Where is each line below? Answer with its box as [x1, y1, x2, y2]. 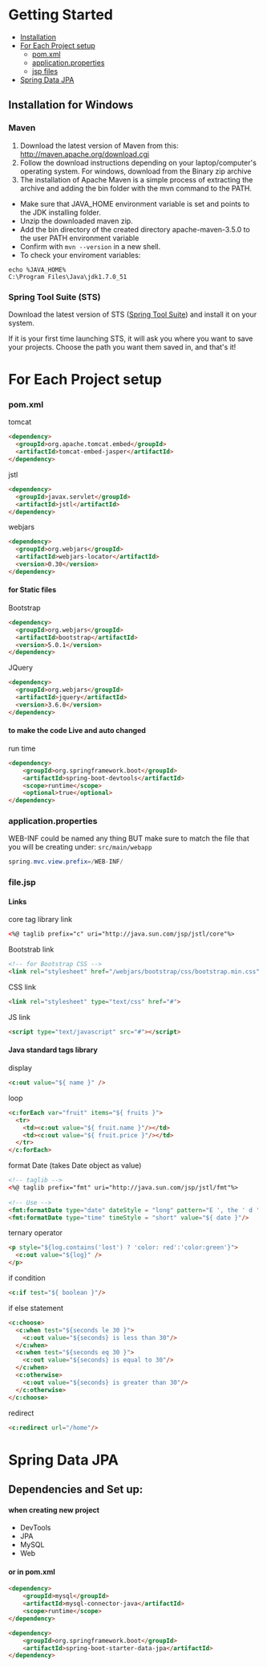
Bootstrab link [8, 944, 55, 954]
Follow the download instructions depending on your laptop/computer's [19, 158, 257, 167]
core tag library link [8, 915, 73, 924]
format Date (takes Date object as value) [8, 1161, 142, 1170]
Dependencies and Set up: [8, 1483, 144, 1497]
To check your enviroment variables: [19, 250, 141, 260]
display [8, 1063, 32, 1073]
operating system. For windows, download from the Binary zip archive [19, 166, 252, 176]
